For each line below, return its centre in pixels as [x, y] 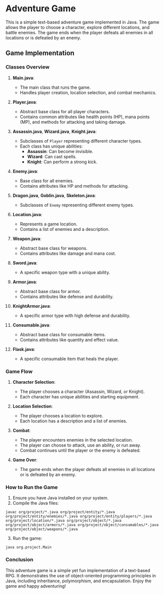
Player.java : [25, 102]
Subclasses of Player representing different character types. [81, 141]
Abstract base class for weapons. [53, 248]
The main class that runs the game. [55, 87]
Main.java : [23, 78]
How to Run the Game [32, 487]
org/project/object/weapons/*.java [42, 529]
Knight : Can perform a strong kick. [62, 162]
